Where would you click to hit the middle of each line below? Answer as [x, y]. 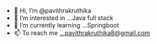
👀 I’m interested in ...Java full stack [63, 18]
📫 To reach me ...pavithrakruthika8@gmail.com [82, 33]
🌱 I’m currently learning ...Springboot [66, 25]
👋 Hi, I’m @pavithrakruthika [53, 11]
